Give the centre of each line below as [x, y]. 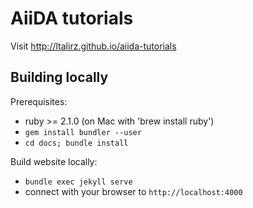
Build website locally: [54, 161]
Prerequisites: [39, 101]
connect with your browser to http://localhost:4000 [133, 191]
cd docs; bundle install [76, 143]
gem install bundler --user [83, 132]
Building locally [59, 77]
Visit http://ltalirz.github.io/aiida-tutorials [93, 46]
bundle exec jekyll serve [78, 182]
